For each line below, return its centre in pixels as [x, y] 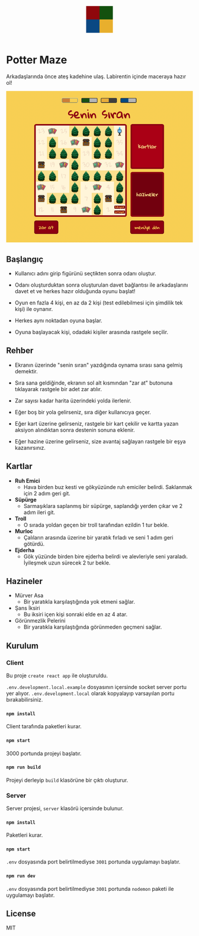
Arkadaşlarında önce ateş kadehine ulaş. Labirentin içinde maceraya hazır [96, 76]
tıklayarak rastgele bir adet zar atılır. [58, 389]
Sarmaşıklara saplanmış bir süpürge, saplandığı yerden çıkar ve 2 [103, 506]
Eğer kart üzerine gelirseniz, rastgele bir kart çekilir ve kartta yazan [97, 423]
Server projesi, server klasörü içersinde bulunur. [65, 808]
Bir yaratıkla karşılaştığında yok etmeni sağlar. [79, 602]
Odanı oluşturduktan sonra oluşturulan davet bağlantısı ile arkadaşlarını [101, 285]
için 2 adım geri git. [47, 493]
